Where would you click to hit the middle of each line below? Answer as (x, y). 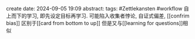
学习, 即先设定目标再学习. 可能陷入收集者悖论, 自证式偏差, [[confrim (108, 16)
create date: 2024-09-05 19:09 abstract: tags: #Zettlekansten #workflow (94, 8)
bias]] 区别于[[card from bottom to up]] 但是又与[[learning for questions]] (95, 23)
